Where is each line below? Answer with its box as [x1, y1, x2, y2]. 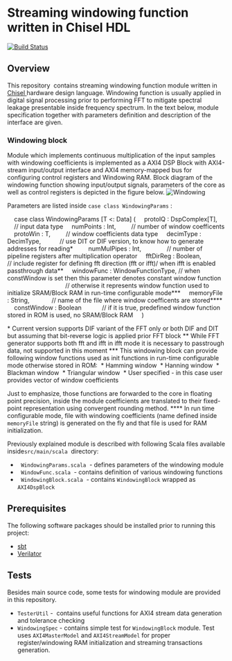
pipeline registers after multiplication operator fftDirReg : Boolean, [7, 252, 202, 260]
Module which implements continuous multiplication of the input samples [7, 151, 216, 160]
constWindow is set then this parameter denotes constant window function [7, 274, 222, 283]
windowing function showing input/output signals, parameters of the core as [7, 181, 225, 189]
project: [7, 528, 30, 537]
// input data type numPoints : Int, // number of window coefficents [13, 222, 225, 231]
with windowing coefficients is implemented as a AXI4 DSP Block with [7, 158, 206, 167]
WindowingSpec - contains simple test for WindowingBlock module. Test [17, 624, 215, 632]
